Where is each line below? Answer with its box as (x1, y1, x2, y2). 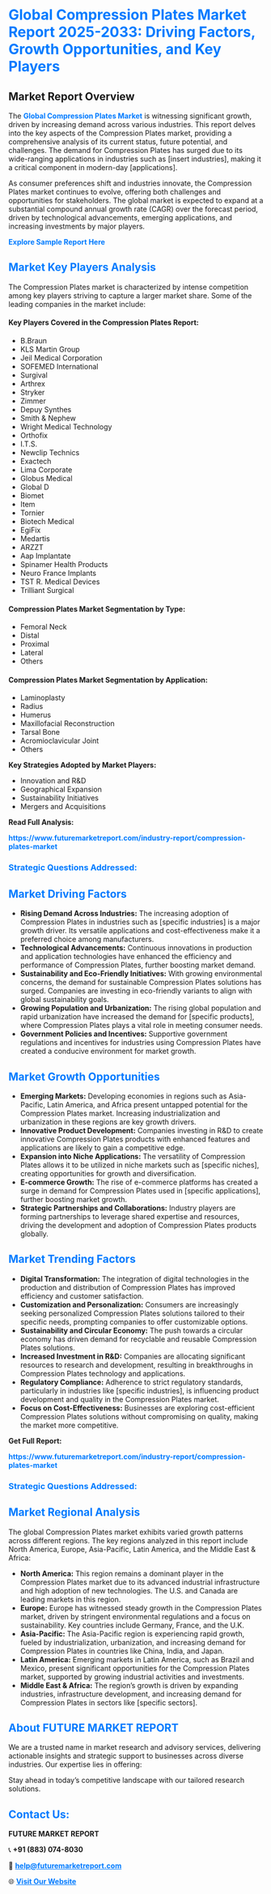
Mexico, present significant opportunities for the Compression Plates (19, 1663, 250, 1673)
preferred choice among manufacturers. (19, 934, 155, 945)
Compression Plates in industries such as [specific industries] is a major (19, 917, 260, 927)
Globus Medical (19, 474, 73, 484)
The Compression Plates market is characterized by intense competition (8, 282, 249, 292)
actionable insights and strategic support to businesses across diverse (8, 1751, 244, 1761)
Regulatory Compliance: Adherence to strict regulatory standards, (19, 1377, 243, 1387)
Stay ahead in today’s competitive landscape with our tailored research (8, 1776, 245, 1785)
